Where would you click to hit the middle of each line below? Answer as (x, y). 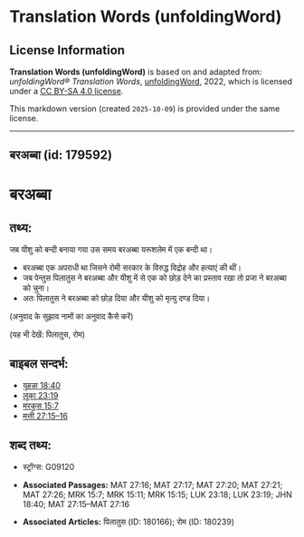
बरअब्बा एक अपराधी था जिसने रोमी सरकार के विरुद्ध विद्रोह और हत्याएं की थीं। (132, 268)
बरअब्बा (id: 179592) (61, 155)
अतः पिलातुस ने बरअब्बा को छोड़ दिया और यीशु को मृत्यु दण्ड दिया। (116, 298)
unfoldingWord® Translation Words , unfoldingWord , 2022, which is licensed (151, 82)
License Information (67, 50)
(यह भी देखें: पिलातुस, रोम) (47, 335)
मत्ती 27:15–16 (45, 416)
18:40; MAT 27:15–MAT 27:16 (76, 504)
